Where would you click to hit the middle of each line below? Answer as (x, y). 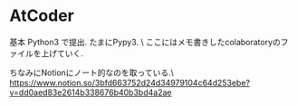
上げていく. (62, 53)
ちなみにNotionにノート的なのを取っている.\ (91, 72)
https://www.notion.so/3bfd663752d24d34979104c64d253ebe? (130, 82)
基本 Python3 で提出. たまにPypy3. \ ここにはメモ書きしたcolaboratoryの (145, 42)
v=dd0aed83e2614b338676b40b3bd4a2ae (91, 92)
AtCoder (42, 16)
